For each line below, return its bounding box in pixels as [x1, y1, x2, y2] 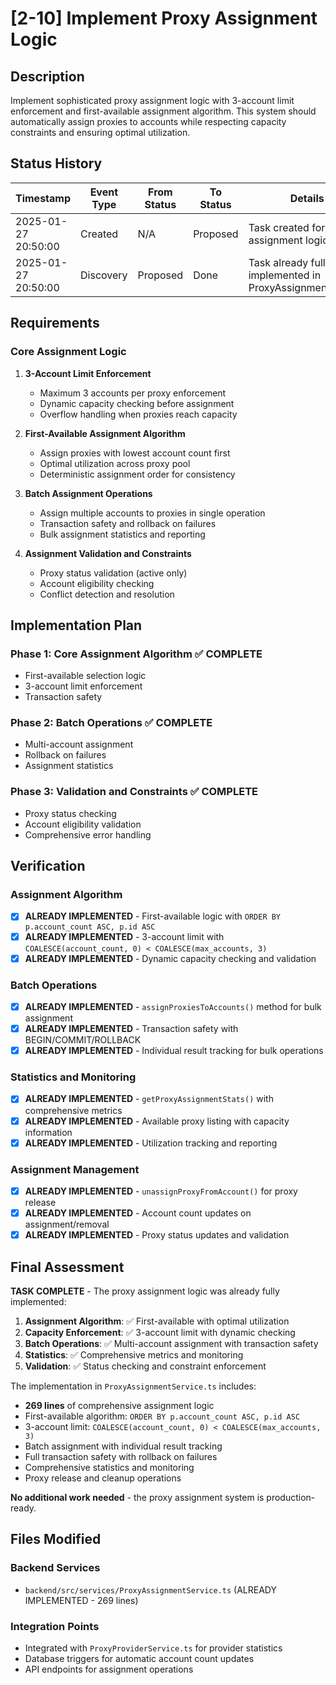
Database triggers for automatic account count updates [24, 1652, 255, 1664]
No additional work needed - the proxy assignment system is [10, 1491, 265, 1503]
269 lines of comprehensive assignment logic [24, 1399, 215, 1411]
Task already [248, 255, 309, 269]
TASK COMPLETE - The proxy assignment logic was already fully [10, 1285, 280, 1297]
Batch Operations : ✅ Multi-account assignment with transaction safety [24, 1337, 319, 1349]
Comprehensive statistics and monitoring [24, 1461, 195, 1473]
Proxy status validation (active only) [39, 567, 188, 579]
